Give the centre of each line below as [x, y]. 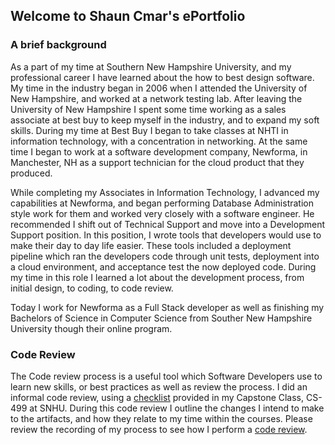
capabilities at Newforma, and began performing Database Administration [162, 203]
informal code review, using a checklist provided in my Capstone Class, [157, 397]
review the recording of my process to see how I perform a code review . [159, 429]
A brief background [58, 45]
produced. [31, 173]
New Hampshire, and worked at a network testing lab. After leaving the [156, 98]
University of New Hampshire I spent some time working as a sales [148, 109]
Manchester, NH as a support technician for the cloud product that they [157, 162]
